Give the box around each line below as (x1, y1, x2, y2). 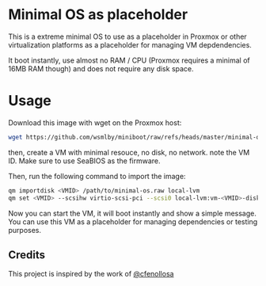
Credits (8, 248, 46, 261)
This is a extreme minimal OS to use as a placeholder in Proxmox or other (8, 32, 247, 41)
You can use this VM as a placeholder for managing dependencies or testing (8, 216, 258, 227)
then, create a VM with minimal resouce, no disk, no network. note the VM (8, 147, 250, 157)
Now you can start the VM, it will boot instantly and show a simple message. (8, 208, 257, 218)
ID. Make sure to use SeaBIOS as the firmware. (8, 156, 161, 166)
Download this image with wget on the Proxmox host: (8, 117, 182, 128)
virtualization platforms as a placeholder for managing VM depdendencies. (8, 40, 252, 49)
